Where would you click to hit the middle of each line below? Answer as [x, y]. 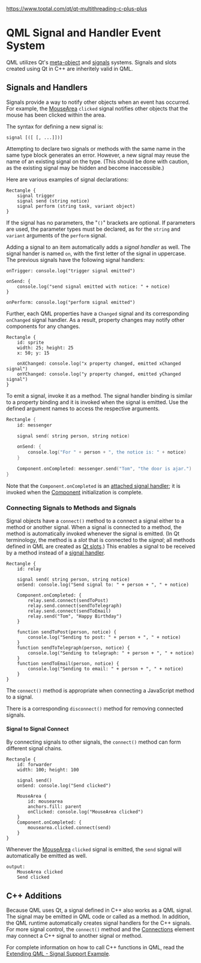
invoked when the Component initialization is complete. [74, 492]
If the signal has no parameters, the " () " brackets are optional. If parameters [101, 222]
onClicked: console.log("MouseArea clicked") [86, 812]
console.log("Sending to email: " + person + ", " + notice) [106, 669]
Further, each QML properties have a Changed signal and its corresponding [97, 313]
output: [16, 867]
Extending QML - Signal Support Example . [58, 954]
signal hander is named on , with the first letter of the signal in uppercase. [96, 253]
